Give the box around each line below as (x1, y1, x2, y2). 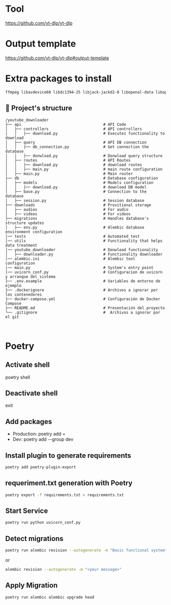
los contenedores (5, 292, 42, 297)
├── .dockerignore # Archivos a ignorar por (5, 287, 158, 293)
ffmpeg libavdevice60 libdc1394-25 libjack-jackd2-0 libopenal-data (5, 89, 154, 95)
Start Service (5, 506, 48, 515)
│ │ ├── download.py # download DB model (5, 185, 147, 190)
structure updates (5, 220, 44, 226)
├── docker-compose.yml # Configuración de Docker (5, 296, 160, 302)
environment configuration (5, 229, 63, 234)
